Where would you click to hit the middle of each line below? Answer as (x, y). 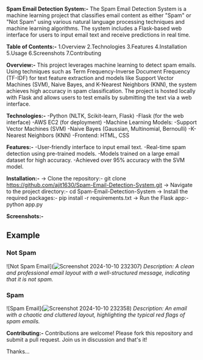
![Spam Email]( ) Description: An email (97, 308)
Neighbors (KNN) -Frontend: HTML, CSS (78, 135)
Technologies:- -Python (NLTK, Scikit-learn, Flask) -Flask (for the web (95, 116)
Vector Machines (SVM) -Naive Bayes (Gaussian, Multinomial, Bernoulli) (97, 129)
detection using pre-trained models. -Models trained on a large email (93, 153)
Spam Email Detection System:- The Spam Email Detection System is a (97, 9)
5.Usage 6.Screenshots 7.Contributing (54, 53)
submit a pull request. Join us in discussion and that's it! (77, 339)
